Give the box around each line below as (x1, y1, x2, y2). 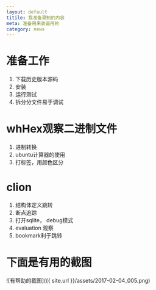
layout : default (6, 9, 48, 15)
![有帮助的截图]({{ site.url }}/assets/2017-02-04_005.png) (6, 277, 151, 284)
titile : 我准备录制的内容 (6, 15, 65, 21)
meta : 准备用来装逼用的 (6, 20, 60, 26)
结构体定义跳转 (15, 201, 53, 209)
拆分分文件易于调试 (15, 98, 64, 106)
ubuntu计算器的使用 (15, 151, 66, 159)
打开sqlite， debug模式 (15, 217, 74, 224)
